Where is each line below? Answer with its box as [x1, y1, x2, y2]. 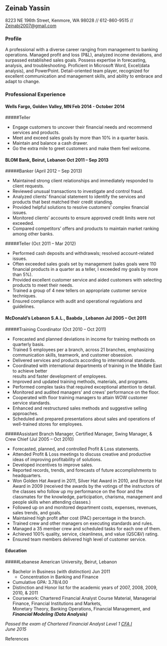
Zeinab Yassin [5, 4, 50, 13]
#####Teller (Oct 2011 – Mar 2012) [5, 240, 76, 247]
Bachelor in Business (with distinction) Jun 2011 [12, 568, 111, 574]
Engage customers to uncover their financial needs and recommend [12, 124, 152, 130]
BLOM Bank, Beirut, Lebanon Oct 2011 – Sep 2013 [5, 157, 109, 163]
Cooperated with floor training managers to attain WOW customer [12, 394, 148, 400]
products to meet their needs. [12, 282, 74, 288]
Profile [5, 35, 22, 42]
